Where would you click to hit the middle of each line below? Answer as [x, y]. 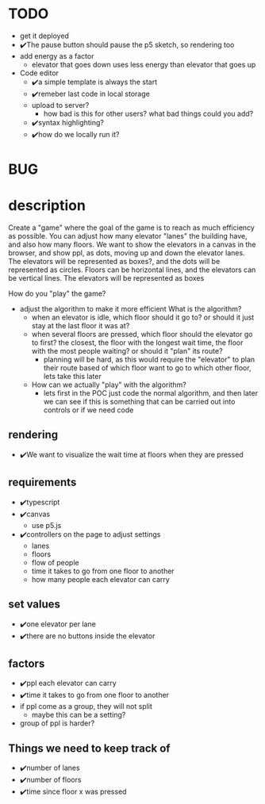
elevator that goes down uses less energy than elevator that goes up [144, 64]
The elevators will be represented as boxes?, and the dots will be [114, 262]
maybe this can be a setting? [79, 715]
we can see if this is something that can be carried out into [139, 402]
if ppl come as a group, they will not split [86, 706]
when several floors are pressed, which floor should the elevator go [142, 335]
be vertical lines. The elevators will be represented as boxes [106, 278]
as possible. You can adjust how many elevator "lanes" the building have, [128, 236]
